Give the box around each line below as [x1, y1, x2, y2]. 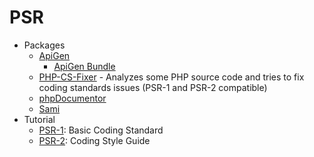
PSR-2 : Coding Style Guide [38, 134, 151, 146]
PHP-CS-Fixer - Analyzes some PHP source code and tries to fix [38, 71, 305, 83]
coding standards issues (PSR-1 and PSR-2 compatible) [38, 81, 268, 93]
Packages [23, 39, 66, 51]
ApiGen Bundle [53, 60, 116, 72]
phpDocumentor [38, 92, 107, 104]
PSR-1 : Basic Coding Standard [38, 124, 164, 136]
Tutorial [23, 113, 56, 125]
